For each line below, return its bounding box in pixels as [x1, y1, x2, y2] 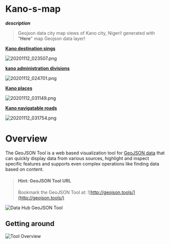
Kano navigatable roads [5, 105, 57, 111]
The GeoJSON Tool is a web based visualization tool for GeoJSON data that [5, 150, 165, 156]
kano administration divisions [5, 65, 70, 71]
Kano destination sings [5, 45, 56, 51]
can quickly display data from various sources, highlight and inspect [5, 155, 150, 161]
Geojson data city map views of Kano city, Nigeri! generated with [17, 30, 155, 36]
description [5, 20, 31, 26]
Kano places [5, 85, 32, 91]
